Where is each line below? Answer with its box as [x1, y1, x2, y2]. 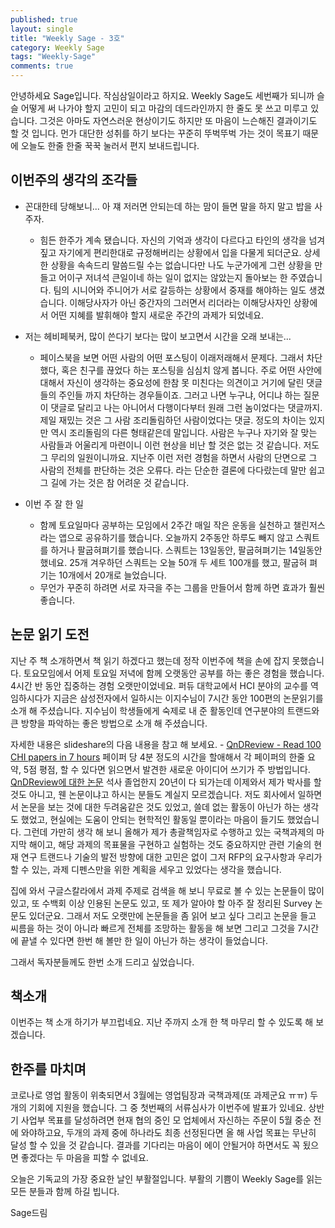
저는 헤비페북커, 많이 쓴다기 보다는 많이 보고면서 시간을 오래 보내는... [24, 330, 292, 342]
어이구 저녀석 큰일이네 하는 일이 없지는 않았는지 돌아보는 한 [58, 271, 288, 283]
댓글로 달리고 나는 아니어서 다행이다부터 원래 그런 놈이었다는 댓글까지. [50, 401, 323, 413]
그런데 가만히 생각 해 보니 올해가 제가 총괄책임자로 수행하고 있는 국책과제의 [23, 826, 315, 838]
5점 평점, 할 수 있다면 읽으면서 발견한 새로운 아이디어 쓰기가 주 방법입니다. [23, 763, 311, 775]
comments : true [10, 61, 74, 71]
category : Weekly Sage [10, 42, 105, 53]
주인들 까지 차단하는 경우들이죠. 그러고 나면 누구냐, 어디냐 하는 [58, 389, 302, 401]
